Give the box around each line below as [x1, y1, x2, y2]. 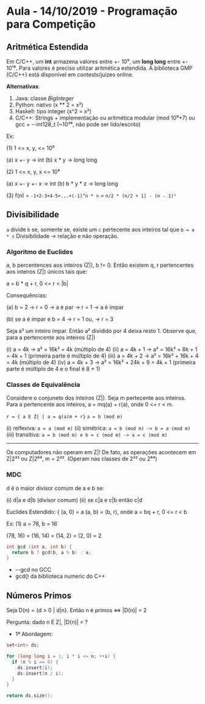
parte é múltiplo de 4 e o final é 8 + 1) [6, 365, 101, 373]
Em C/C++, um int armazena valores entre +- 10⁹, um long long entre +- [6, 58, 188, 65]
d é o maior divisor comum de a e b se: [6, 484, 105, 492]
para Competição [6, 17, 96, 31]
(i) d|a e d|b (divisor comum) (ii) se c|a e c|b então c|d [6, 496, 143, 503]
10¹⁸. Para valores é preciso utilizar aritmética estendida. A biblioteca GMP [6, 64, 193, 72]
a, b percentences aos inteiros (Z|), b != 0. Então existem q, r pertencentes [6, 261, 194, 269]
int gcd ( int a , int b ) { [6, 544, 72, 550]
